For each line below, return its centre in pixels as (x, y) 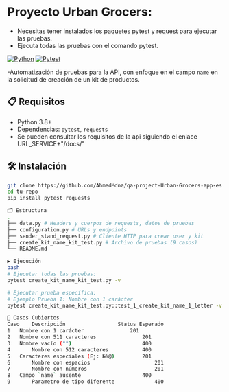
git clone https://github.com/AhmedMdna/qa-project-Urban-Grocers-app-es (115, 185)
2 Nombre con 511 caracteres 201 (80, 337)
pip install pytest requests (49, 198)
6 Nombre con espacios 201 (86, 362)
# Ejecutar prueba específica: (52, 292)
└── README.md (27, 249)
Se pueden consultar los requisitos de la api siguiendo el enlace (107, 136)
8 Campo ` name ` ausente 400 (80, 376)
